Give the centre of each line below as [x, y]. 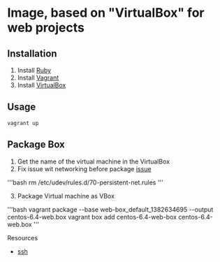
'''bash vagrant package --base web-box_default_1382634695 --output [110, 209]
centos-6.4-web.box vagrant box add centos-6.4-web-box [92, 217]
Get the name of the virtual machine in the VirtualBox [93, 161]
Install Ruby [34, 70]
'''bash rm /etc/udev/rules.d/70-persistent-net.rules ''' [85, 182]
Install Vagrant [38, 78]
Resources [23, 238]
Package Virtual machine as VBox [66, 196]
